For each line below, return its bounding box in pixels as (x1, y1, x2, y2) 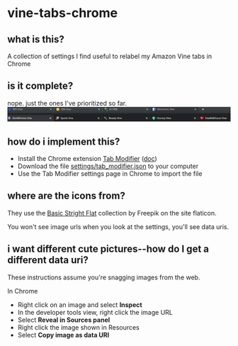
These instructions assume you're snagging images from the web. (7, 273, 200, 281)
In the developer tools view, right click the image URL (17, 308, 174, 316)
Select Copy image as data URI (17, 330, 110, 339)
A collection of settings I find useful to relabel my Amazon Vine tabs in (7, 52, 212, 60)
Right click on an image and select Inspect (17, 300, 143, 309)
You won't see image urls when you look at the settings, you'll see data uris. (7, 222, 229, 231)
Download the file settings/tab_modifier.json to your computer (17, 162, 199, 171)
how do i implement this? (7, 135, 120, 147)
